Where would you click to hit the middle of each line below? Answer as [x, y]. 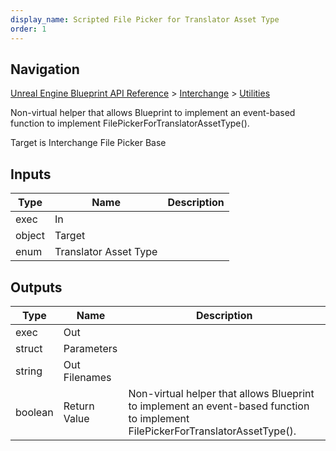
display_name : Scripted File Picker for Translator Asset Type [145, 19]
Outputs [36, 287]
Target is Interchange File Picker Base [88, 143]
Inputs [31, 174]
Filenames [87, 377]
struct [29, 348]
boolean [34, 412]
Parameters [90, 348]
